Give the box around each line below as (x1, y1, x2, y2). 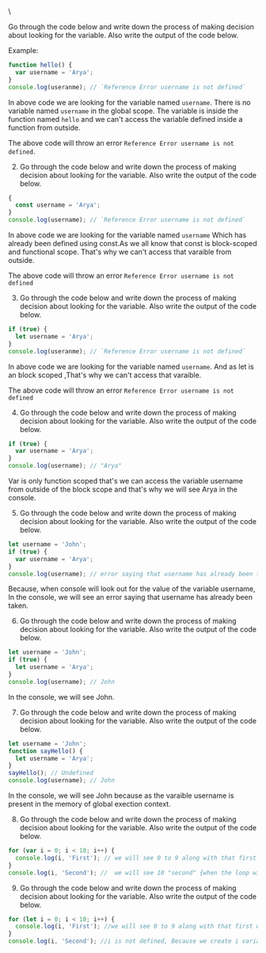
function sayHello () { (8, 747, 83, 755)
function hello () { (8, 61, 73, 69)
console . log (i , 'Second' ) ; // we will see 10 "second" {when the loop (8, 868, 249, 877)
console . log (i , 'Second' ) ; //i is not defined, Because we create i (8, 937, 239, 945)
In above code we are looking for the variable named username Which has (8, 230, 247, 240)
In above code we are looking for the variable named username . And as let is (8, 362, 255, 371)
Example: (8, 46, 39, 55)
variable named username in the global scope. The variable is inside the (8, 106, 239, 116)
